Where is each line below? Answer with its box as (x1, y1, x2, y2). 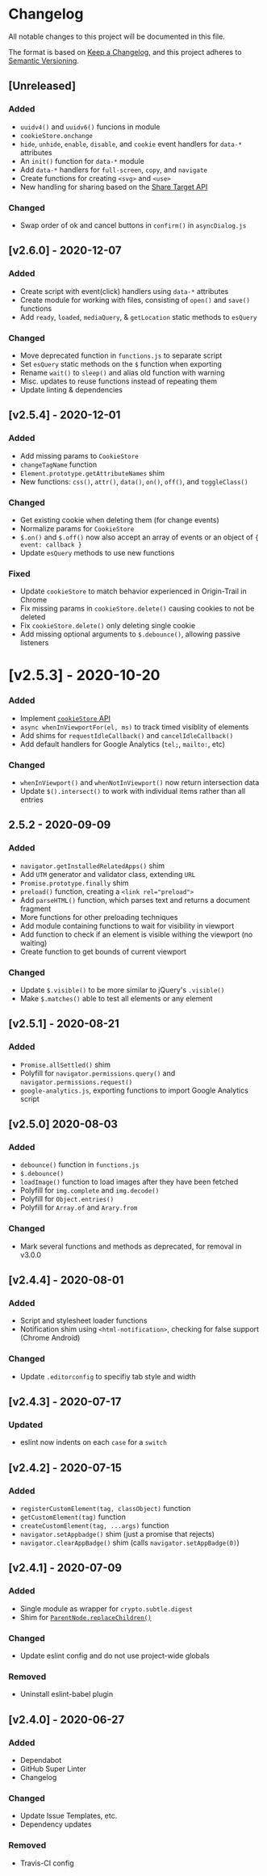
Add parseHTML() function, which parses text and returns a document (19, 895, 250, 904)
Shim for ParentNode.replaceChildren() (19, 1612, 152, 1622)
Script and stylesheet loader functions (19, 1316, 148, 1325)
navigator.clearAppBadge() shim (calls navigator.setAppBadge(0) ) (19, 1538, 240, 1547)
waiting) (19, 938, 48, 947)
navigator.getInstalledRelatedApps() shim (19, 861, 165, 871)
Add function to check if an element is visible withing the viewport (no (19, 930, 253, 939)
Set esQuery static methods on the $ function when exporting (19, 359, 222, 368)
